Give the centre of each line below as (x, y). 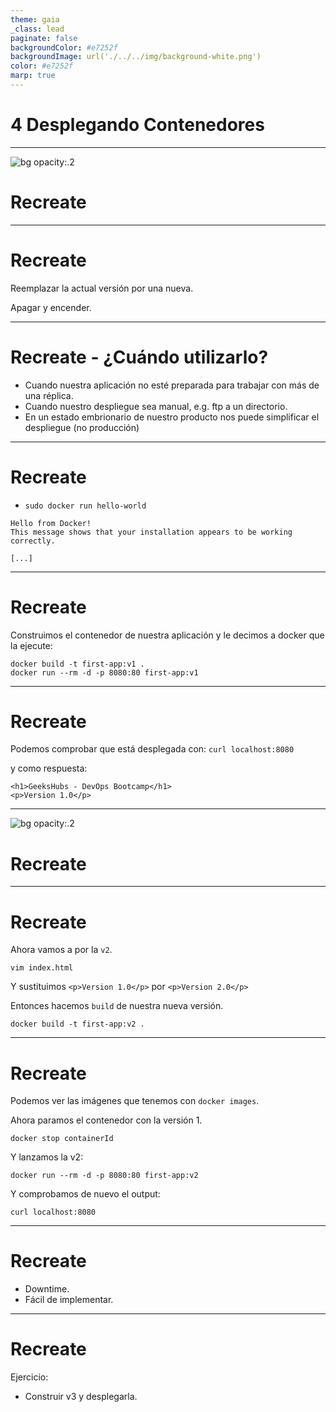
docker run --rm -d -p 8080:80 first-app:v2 (104, 1176)
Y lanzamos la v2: (47, 1157)
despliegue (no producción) (82, 427)
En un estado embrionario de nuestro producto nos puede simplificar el (172, 417)
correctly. (33, 541)
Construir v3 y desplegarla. (81, 1397)
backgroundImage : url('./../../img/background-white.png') (136, 57)
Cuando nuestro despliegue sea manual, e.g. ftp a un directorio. (156, 406)
